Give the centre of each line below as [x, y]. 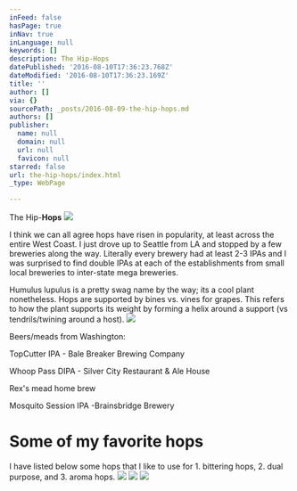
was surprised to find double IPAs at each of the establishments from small [147, 263]
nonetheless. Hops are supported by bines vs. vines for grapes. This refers [147, 299]
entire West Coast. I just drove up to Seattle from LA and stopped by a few [146, 244]
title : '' [28, 84]
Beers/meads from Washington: [68, 337]
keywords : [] [33, 51]
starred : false [37, 167]
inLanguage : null [41, 42]
